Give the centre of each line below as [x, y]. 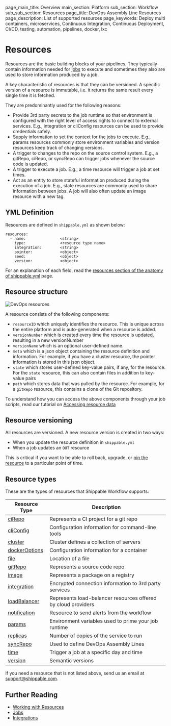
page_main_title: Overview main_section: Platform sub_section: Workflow [82, 7]
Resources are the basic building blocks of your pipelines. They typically [81, 64]
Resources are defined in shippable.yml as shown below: [65, 224]
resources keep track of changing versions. [58, 147]
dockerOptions [25, 550]
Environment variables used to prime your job [104, 621]
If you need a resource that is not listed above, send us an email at [75, 673]
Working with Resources [38, 707]
